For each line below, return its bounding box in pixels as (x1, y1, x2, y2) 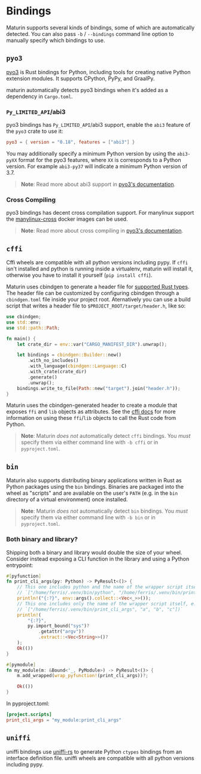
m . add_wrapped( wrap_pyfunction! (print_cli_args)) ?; (17, 673, 148, 679)
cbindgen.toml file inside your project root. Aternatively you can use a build (6, 296, 191, 303)
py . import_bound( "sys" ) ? (28, 623, 90, 629)
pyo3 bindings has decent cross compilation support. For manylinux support (6, 209, 194, 217)
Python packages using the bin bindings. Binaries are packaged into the (6, 483, 184, 490)
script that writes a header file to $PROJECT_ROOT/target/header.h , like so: (6, 302, 186, 309)
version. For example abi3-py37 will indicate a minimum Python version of (6, 163, 187, 170)
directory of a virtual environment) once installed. (6, 496, 128, 503)
